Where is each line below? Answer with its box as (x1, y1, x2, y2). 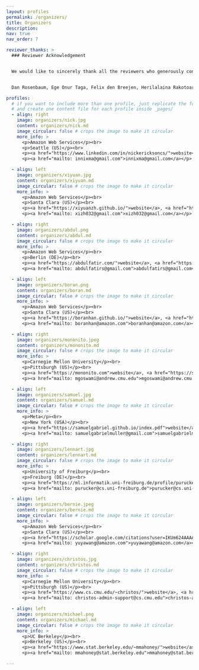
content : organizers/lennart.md (17, 452, 97, 458)
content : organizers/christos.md (17, 562, 99, 568)
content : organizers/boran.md (17, 287, 92, 293)
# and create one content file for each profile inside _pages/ (11, 106, 174, 112)
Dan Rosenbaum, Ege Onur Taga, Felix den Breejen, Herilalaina (11, 84, 171, 90)
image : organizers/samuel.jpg (17, 391, 92, 398)
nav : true (6, 31, 31, 37)
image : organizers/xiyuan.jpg (17, 172, 92, 178)
